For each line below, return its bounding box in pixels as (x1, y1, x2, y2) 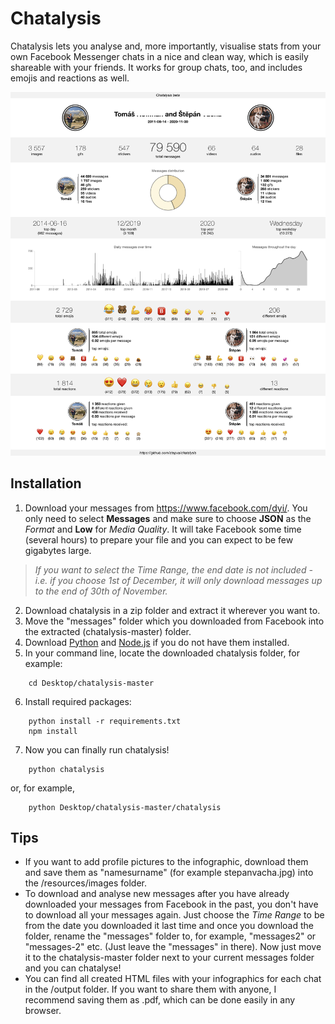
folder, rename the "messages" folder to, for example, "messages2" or (24, 930, 317, 942)
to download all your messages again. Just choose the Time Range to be (24, 909, 325, 921)
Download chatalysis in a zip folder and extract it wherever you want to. (24, 604, 321, 616)
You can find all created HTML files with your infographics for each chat (24, 973, 322, 985)
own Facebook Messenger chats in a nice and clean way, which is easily (10, 50, 309, 62)
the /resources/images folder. (24, 877, 148, 889)
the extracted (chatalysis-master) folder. (24, 625, 192, 637)
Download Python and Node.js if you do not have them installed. (24, 636, 290, 648)
